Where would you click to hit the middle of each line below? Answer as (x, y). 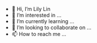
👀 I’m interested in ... (36, 15)
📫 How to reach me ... (39, 34)
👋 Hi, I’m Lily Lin (31, 9)
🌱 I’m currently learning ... (43, 21)
